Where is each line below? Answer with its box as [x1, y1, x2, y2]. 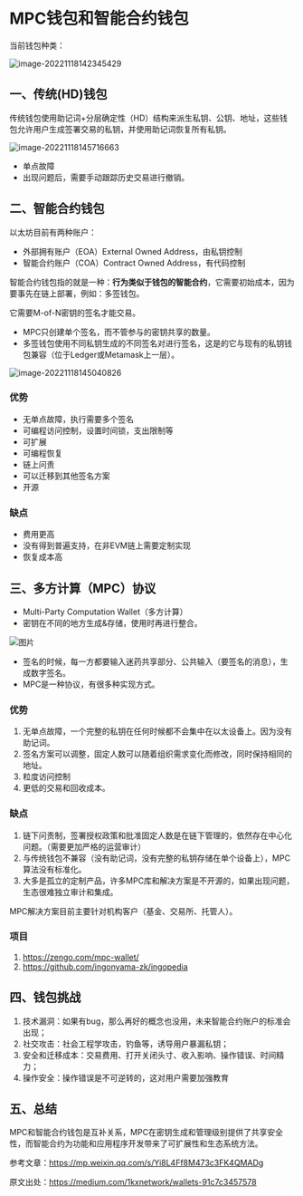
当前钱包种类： [9, 40, 65, 51]
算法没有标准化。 [22, 863, 87, 874]
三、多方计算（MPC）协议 [9, 581, 156, 596]
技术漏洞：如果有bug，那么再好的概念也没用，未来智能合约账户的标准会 [22, 1016, 291, 1027]
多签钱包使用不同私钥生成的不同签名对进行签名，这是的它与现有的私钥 [22, 337, 285, 349]
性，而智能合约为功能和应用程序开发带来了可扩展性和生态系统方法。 [9, 1138, 263, 1149]
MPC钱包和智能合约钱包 [9, 8, 189, 29]
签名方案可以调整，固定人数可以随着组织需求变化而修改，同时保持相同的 [22, 748, 292, 759]
